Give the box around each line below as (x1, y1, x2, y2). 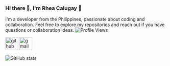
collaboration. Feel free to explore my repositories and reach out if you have (5, 21, 165, 28)
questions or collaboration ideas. (5, 27, 75, 33)
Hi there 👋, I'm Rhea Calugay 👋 (5, 5, 82, 12)
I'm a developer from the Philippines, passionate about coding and (5, 16, 145, 23)
